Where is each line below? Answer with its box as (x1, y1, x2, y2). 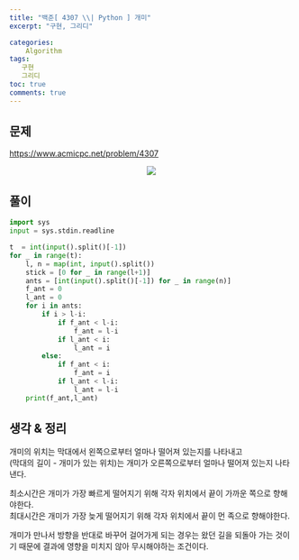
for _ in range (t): (9, 251, 83, 260)
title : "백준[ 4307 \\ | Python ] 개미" (9, 13, 151, 23)
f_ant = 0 (25, 285, 63, 294)
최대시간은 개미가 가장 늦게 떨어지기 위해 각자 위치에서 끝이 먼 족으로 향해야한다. (9, 510, 291, 521)
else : (41, 352, 63, 361)
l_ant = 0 (25, 293, 63, 302)
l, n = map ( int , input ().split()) (25, 259, 155, 269)
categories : (9, 38, 54, 47)
